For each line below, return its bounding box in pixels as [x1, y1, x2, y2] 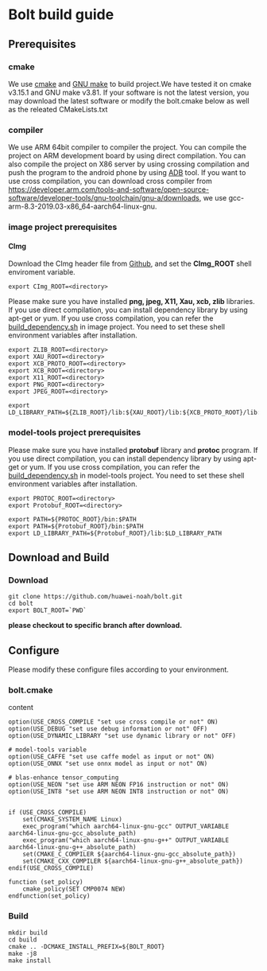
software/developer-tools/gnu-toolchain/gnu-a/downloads [8, 193, 200, 203]
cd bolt [8, 599, 34, 608]
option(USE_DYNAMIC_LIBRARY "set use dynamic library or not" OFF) [8, 732, 237, 740]
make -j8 [8, 950, 37, 957]
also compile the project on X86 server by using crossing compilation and [8, 159, 250, 169]
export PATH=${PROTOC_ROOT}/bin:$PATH [8, 515, 137, 523]
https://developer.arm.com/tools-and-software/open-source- [8, 185, 210, 194]
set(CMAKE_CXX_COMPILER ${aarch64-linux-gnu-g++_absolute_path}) [22, 857, 244, 865]
